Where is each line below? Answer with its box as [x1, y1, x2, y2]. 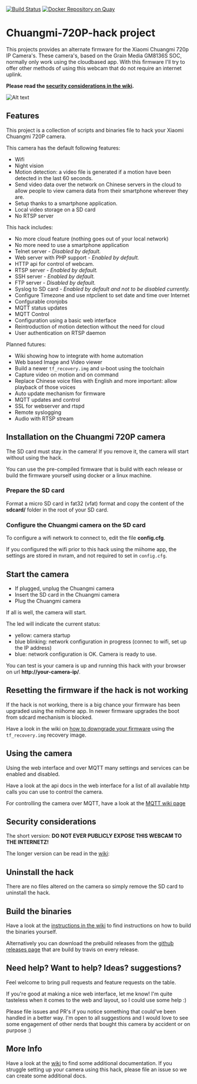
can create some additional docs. [6, 1072, 87, 1079]
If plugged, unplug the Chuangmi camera [14, 585, 115, 592]
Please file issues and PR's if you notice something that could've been [6, 1008, 176, 1015]
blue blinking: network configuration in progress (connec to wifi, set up [14, 638, 187, 645]
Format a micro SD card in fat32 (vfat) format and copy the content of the [6, 500, 184, 507]
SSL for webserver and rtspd [14, 402, 85, 409]
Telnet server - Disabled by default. [14, 248, 101, 255]
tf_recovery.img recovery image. [6, 731, 86, 738]
